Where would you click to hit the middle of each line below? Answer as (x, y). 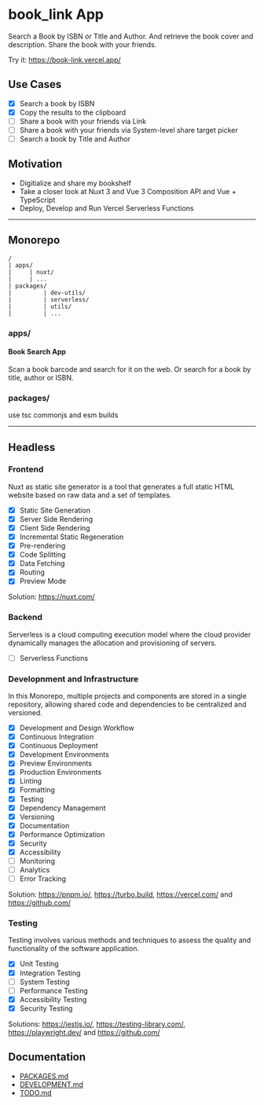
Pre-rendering (42, 546)
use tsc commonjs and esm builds (63, 415)
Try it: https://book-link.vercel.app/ (65, 60)
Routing (32, 572)
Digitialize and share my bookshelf (75, 183)
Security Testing (46, 1008)
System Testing (45, 982)
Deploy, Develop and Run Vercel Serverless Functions (106, 208)
